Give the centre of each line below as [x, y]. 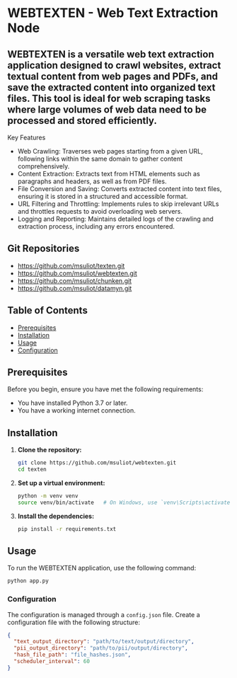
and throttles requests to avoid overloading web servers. [100, 211]
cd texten [32, 470]
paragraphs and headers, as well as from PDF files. [92, 181]
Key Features [27, 137]
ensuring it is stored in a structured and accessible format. [103, 196]
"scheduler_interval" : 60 [52, 662]
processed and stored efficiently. [82, 121]
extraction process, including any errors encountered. [96, 226]
